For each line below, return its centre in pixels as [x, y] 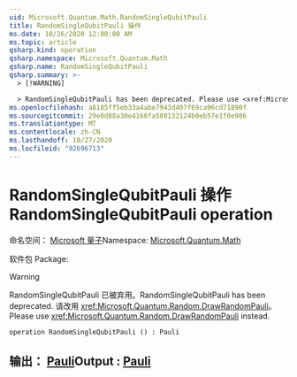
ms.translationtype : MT [53, 124]
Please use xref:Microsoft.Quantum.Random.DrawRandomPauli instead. [140, 316]
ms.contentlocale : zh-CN [55, 132]
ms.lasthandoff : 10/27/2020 [61, 141]
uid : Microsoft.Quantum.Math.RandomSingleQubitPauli [108, 17]
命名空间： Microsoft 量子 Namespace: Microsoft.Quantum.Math [125, 240]
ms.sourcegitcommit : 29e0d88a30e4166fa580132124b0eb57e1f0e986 [128, 116]
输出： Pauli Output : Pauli [80, 362]
